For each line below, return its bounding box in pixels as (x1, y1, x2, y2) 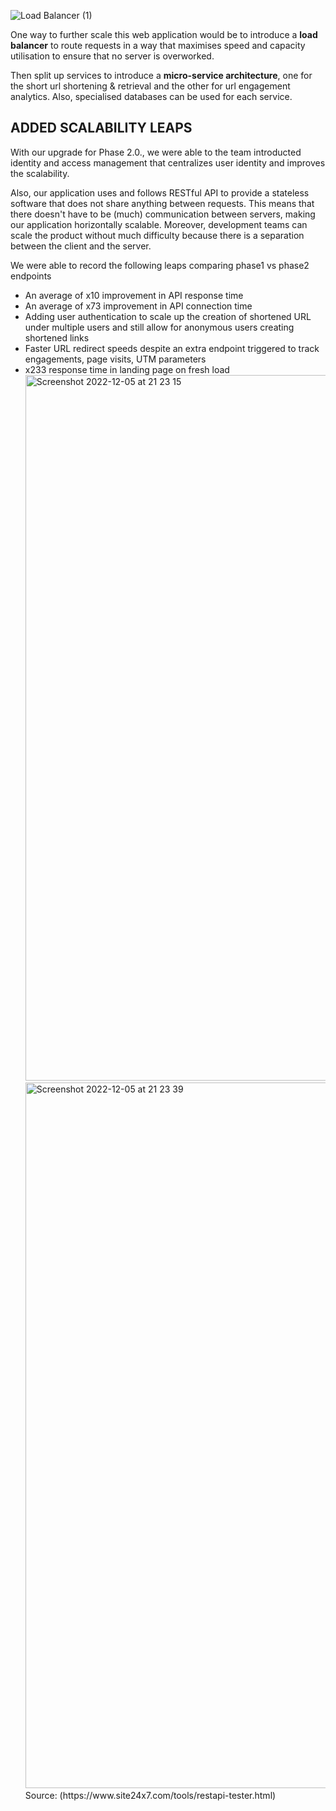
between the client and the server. (10, 240, 152, 252)
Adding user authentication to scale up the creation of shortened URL (24, 310, 312, 322)
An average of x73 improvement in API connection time (24, 300, 253, 312)
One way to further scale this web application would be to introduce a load (10, 29, 318, 40)
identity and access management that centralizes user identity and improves (10, 156, 326, 169)
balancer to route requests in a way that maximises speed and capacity (10, 40, 306, 51)
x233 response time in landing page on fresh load (24, 363, 230, 375)
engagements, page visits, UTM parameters (24, 353, 207, 365)
